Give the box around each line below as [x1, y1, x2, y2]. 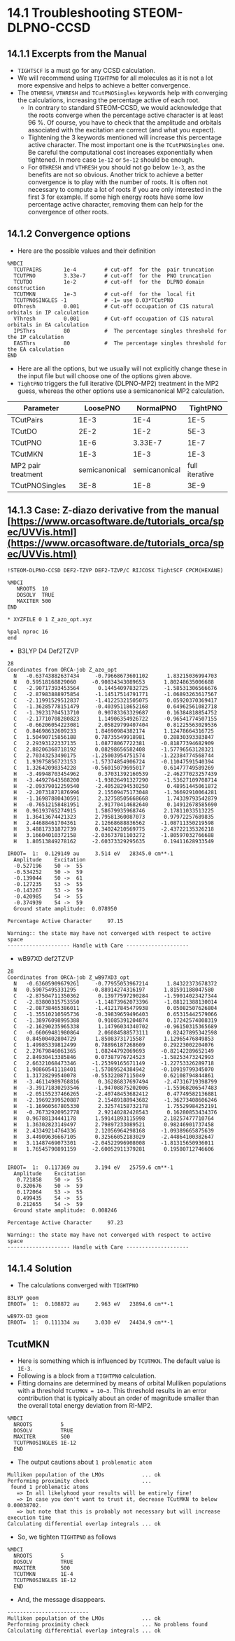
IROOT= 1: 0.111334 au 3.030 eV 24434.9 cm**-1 [7, 1319, 173, 1327]
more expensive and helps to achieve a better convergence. [17, 81, 191, 89]
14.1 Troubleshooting [7, 5, 131, 21]
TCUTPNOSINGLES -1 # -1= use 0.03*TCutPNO [13, 296, 173, 304]
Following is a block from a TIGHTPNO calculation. [17, 1371, 157, 1380]
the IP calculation [7, 333, 64, 340]
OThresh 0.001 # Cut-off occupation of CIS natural [13, 303, 215, 310]
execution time [7, 1514, 52, 1521]
